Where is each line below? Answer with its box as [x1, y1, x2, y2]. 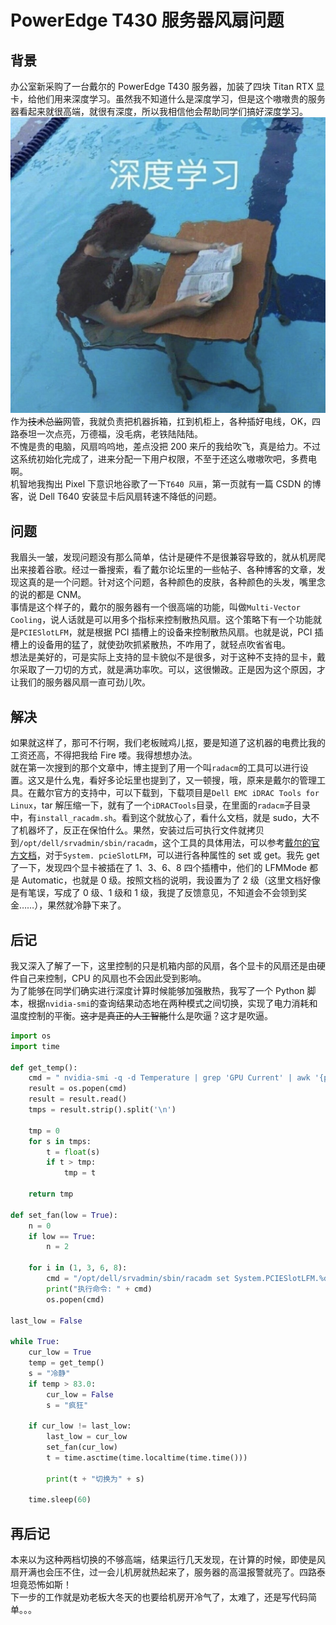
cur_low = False [46, 1389, 114, 1400]
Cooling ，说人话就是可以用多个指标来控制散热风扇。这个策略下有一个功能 [10, 614, 314, 626]
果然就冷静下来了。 [47, 899, 127, 911]
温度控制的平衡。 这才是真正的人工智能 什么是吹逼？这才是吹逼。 [10, 1009, 273, 1021]
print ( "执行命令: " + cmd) [46, 1284, 153, 1294]
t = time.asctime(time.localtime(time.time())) [46, 1452, 248, 1463]
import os [10, 1031, 52, 1041]
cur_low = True [28, 1347, 92, 1358]
